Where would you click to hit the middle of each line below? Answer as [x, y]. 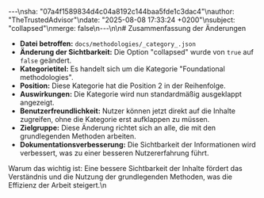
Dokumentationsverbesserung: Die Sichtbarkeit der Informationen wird [138, 145]
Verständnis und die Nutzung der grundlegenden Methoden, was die [120, 177]
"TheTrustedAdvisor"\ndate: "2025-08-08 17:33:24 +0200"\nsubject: [122, 20]
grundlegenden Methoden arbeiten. [78, 136]
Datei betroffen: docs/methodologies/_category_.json [108, 44]
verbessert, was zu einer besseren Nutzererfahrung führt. [114, 153]
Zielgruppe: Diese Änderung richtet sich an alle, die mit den [118, 128]
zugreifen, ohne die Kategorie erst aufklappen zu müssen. [115, 119]
